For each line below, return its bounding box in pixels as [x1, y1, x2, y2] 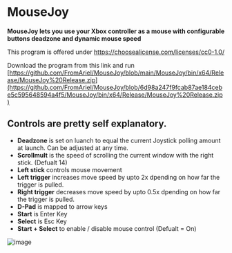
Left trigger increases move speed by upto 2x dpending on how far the [17, 173, 220, 181]
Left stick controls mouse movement [17, 165, 122, 174]
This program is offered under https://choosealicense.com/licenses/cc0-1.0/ [7, 48, 225, 56]
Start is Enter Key [17, 209, 68, 218]
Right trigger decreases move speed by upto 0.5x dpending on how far [17, 187, 221, 196]
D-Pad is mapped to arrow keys [17, 202, 108, 211]
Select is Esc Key [17, 217, 67, 225]
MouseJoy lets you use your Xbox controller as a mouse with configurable [7, 27, 225, 35]
